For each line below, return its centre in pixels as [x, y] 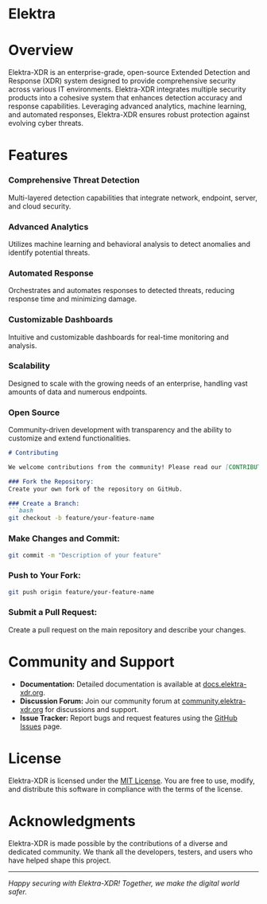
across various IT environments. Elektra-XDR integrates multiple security [127, 89]
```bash [21, 511]
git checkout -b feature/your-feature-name [81, 519]
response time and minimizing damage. [73, 299]
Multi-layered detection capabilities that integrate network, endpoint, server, [133, 198]
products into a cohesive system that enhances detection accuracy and [125, 98]
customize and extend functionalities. [70, 438]
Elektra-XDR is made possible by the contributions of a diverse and [118, 843]
